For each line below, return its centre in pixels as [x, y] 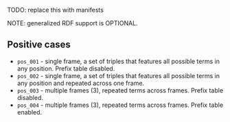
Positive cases [39, 45]
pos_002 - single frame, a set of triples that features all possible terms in [118, 75]
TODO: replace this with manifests [56, 10]
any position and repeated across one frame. [81, 83]
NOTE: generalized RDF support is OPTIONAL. [73, 23]
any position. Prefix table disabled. [66, 69]
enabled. [30, 112]
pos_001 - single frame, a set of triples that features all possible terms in [118, 61]
